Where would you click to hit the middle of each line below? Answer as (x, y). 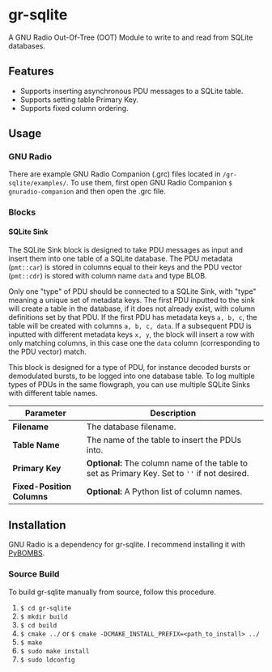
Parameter (45, 413)
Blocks (22, 212)
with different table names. (53, 393)
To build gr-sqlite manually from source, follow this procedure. (112, 592)
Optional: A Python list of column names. (164, 491)
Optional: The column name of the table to (167, 463)
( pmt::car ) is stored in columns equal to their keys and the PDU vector (125, 267)
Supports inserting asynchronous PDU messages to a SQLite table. (132, 91)
